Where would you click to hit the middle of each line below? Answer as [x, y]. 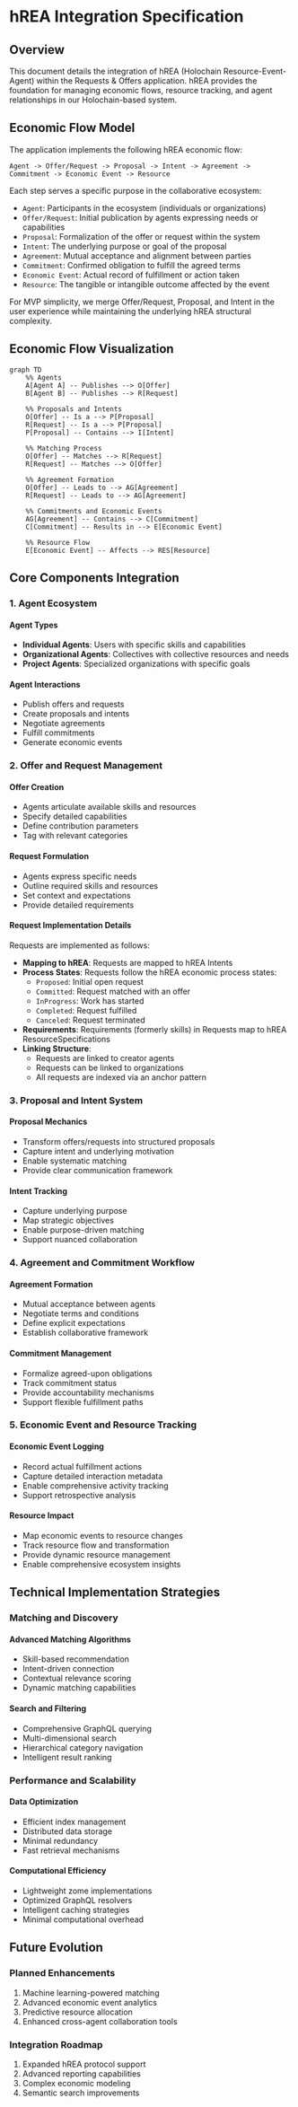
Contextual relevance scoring [77, 1678]
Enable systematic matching [74, 1161]
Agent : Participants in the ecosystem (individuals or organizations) [144, 207]
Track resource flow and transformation [96, 1545]
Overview [37, 50]
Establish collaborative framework [85, 1333]
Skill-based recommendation [76, 1659]
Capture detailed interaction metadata [92, 1476]
